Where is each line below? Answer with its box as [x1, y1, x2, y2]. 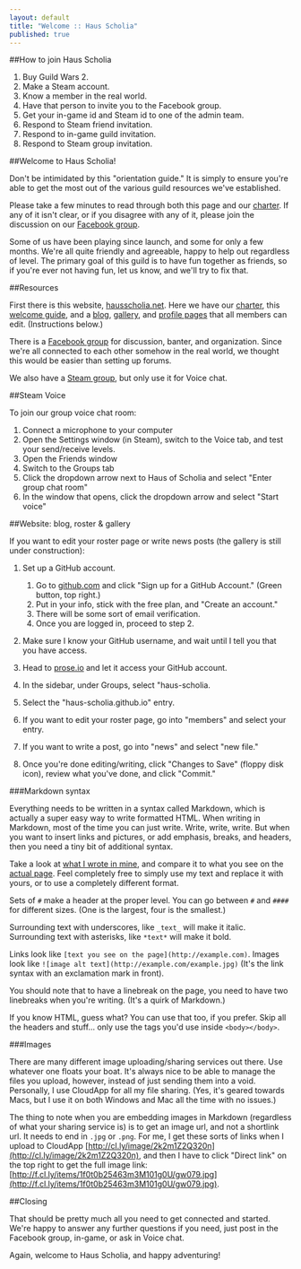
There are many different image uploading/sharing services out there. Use [9, 1056, 284, 1067]
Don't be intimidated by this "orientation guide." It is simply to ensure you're [9, 173, 288, 184]
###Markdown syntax [9, 786, 91, 796]
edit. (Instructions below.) [9, 319, 104, 330]
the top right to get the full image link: [9, 1160, 148, 1170]
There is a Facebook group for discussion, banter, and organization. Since [9, 336, 282, 347]
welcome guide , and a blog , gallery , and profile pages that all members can [9, 309, 288, 320]
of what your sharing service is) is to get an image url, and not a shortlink [9, 1122, 279, 1133]
